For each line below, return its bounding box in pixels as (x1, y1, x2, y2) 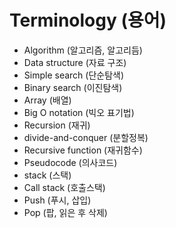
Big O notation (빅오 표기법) (23, 106, 135, 118)
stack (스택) (23, 169, 72, 181)
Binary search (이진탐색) (23, 81, 123, 93)
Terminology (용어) (9, 9, 167, 32)
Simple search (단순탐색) (23, 69, 125, 81)
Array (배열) (23, 94, 72, 106)
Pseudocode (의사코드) (23, 156, 118, 168)
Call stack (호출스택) (23, 181, 106, 193)
